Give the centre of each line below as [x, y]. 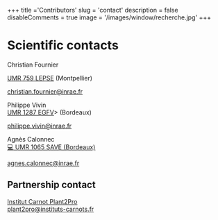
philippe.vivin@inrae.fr [40, 126]
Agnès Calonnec [31, 139]
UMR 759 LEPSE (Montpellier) [50, 78]
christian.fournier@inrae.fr [45, 91]
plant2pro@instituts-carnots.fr [51, 209]
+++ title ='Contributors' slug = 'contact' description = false [93, 10]
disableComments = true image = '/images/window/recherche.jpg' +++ [109, 17]
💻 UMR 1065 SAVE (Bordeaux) [51, 147]
